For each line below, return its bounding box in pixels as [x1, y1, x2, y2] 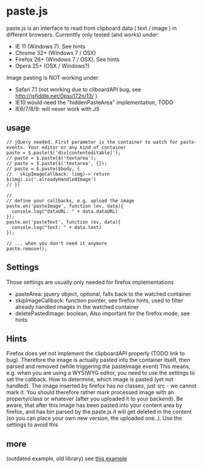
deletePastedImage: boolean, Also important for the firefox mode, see [15, 310, 190, 317]
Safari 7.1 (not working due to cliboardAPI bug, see [15, 85, 142, 93]
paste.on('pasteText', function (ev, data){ [6, 219, 121, 225]
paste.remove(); [6, 246, 47, 252]
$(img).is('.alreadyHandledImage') [6, 176, 97, 182]
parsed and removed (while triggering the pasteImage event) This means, [6, 363, 191, 370]
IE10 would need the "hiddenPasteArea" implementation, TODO [15, 99, 174, 106]
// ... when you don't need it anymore [6, 240, 108, 246]
